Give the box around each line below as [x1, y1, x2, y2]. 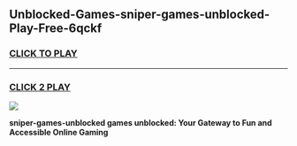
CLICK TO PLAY [9, 48, 78, 60]
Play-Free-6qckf [9, 21, 103, 36]
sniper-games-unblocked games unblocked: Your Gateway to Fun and [9, 117, 272, 127]
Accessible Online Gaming [9, 127, 109, 137]
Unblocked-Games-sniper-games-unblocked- [9, 7, 270, 22]
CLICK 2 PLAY [9, 81, 71, 93]
